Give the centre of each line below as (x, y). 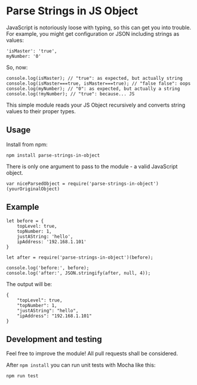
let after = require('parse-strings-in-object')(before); (80, 257)
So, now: (17, 67)
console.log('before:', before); (48, 268)
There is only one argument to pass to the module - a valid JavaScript (92, 166)
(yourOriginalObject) (33, 189)
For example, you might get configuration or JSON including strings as (93, 33)
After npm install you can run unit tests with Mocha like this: (81, 365)
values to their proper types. (41, 111)
